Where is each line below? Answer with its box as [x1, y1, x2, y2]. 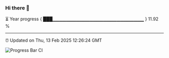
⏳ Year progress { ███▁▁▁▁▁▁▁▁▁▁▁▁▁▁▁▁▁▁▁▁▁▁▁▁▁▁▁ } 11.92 [5, 16, 159, 22]
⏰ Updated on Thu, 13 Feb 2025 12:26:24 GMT [5, 37, 102, 44]
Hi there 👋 [5, 4, 30, 11]
